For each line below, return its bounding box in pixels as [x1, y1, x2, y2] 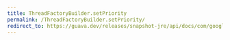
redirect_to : [7, 22, 44, 29]
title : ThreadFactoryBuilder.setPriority [7, 9, 127, 17]
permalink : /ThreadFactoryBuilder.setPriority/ [7, 16, 146, 23]
